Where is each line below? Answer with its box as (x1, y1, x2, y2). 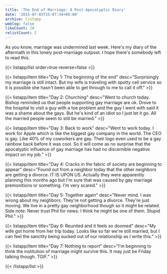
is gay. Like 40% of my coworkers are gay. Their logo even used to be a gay (5, 136, 162, 141)
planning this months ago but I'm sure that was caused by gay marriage (5, 177, 153, 183)
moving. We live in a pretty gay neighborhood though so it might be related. (5, 203, 161, 208)
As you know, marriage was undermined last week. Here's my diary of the (5, 44, 157, 50)
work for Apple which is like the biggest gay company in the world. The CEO (5, 131, 162, 136)
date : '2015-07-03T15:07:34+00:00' (5, 12, 79, 17)
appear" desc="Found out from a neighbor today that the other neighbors (5, 166, 157, 172)
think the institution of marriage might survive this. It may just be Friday (5, 249, 151, 254)
